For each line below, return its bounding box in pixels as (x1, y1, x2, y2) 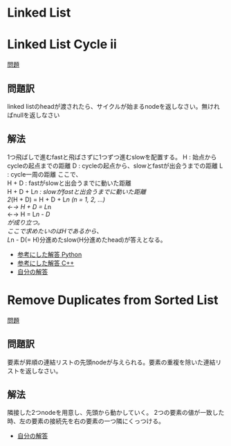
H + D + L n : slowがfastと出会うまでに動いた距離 (7, 187, 147, 195)
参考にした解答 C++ (17, 258, 75, 267)
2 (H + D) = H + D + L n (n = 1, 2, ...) (7, 195, 106, 204)
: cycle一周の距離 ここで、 (7, 170, 82, 178)
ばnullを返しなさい (7, 111, 60, 119)
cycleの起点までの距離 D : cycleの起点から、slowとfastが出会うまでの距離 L (7, 161, 223, 170)
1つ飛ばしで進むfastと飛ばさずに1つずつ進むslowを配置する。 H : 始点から (7, 152, 217, 161)
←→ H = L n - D (7, 210, 50, 218)
